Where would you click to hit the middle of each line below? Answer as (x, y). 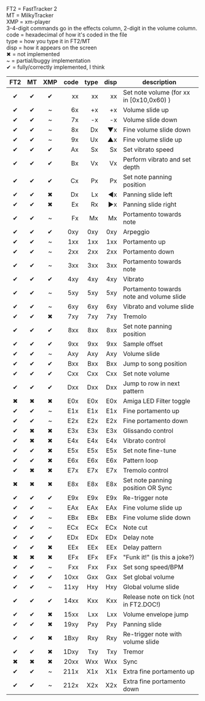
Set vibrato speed (148, 150)
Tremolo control (146, 470)
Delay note (138, 537)
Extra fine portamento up (159, 671)
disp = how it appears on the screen (52, 48)
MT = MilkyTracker (30, 15)
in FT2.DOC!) (142, 604)
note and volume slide (154, 297)
